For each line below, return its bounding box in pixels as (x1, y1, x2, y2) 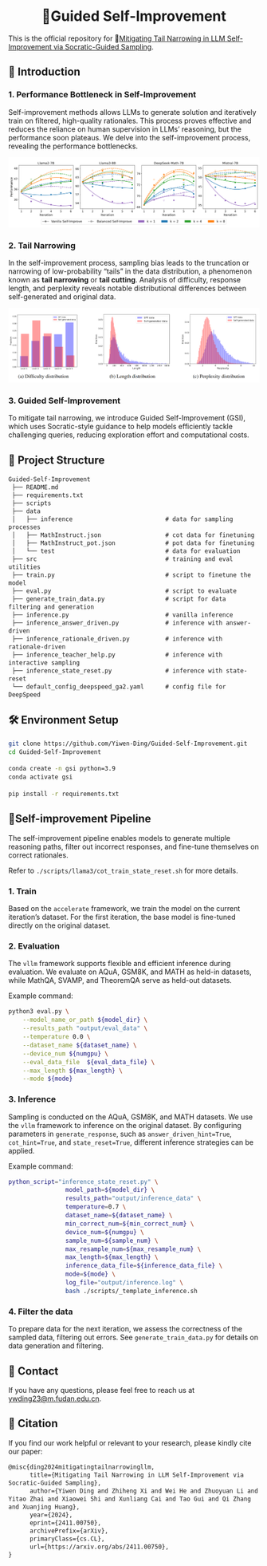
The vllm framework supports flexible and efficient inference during (8, 959, 231, 968)
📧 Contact (8, 1364, 59, 1378)
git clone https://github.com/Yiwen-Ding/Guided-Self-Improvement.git (8, 740, 248, 747)
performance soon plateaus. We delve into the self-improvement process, (8, 132, 251, 142)
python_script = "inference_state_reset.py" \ (8, 1177, 159, 1185)
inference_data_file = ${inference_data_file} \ (65, 1262, 223, 1270)
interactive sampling (8, 659, 80, 667)
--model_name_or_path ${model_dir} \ (22, 1016, 148, 1024)
